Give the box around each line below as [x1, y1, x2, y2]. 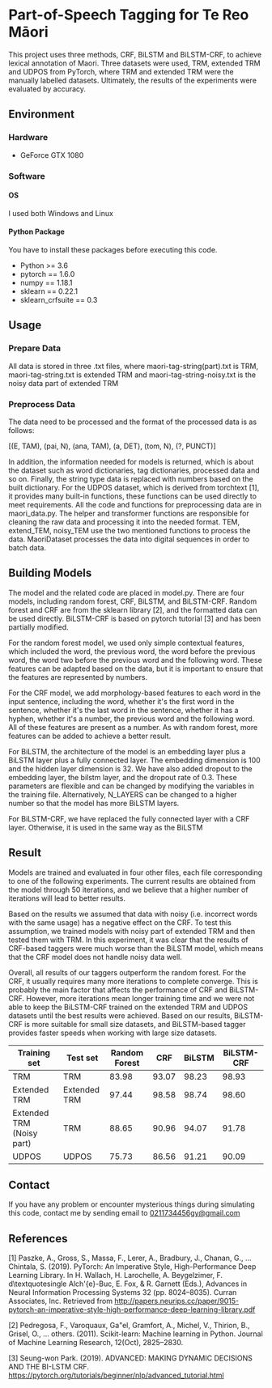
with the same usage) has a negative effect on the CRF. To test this [8, 917, 232, 927]
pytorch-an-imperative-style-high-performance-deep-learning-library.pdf [8, 1305, 256, 1314]
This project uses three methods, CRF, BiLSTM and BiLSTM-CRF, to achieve [8, 49, 261, 59]
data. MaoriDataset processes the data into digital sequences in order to [8, 534, 249, 544]
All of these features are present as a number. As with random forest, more [8, 722, 258, 732]
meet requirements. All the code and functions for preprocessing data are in [8, 499, 261, 509]
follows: [8, 425, 35, 435]
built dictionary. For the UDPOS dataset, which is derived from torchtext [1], [8, 482, 260, 492]
